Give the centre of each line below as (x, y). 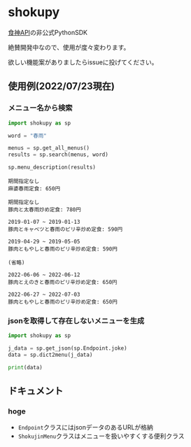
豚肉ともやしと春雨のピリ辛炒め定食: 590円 (63, 249)
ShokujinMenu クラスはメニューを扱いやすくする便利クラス (101, 436)
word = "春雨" (28, 136)
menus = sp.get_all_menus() (49, 148)
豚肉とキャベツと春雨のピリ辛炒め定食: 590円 (65, 229)
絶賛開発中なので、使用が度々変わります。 (69, 47)
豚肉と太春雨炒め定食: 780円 (44, 210)
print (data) (25, 367)
